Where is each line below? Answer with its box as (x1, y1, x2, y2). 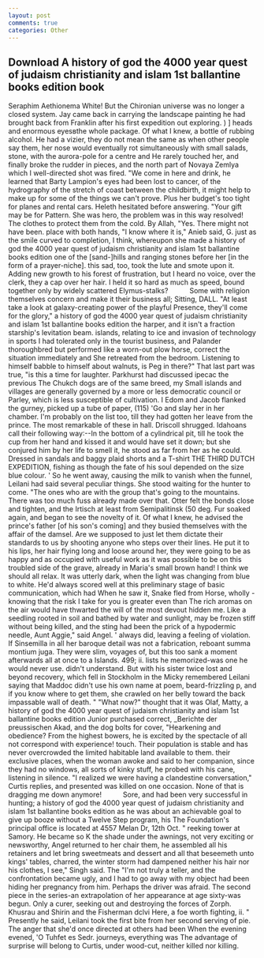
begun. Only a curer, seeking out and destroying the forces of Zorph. (8, 899, 232, 909)
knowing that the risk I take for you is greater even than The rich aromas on (8, 597, 252, 606)
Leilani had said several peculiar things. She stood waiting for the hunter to (8, 479, 251, 488)
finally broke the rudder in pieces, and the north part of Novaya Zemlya (8, 160, 239, 170)
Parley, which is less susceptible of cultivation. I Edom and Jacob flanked (8, 395, 247, 405)
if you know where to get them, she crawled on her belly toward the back (8, 689, 246, 699)
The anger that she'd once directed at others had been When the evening (8, 924, 247, 933)
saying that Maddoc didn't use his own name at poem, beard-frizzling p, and (8, 681, 257, 690)
